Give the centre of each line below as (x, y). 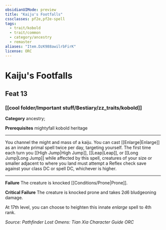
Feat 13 (16, 94)
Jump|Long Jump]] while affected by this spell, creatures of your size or (79, 158)
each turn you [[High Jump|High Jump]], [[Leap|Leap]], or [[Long (72, 153)
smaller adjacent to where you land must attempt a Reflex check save (76, 163)
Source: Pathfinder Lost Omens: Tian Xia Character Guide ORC (70, 222)
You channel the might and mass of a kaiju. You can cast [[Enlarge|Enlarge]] (83, 142)
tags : (11, 23)
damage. (14, 198)
